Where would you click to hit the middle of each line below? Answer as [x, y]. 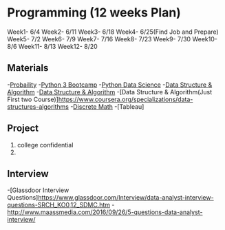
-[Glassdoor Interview [38, 190]
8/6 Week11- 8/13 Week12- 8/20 [52, 46]
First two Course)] [33, 99]
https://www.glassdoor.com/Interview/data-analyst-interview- [126, 198]
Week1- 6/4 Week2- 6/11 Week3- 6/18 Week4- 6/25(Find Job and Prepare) [113, 32]
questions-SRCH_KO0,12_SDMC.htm [59, 205]
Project [23, 128]
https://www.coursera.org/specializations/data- [126, 99]
